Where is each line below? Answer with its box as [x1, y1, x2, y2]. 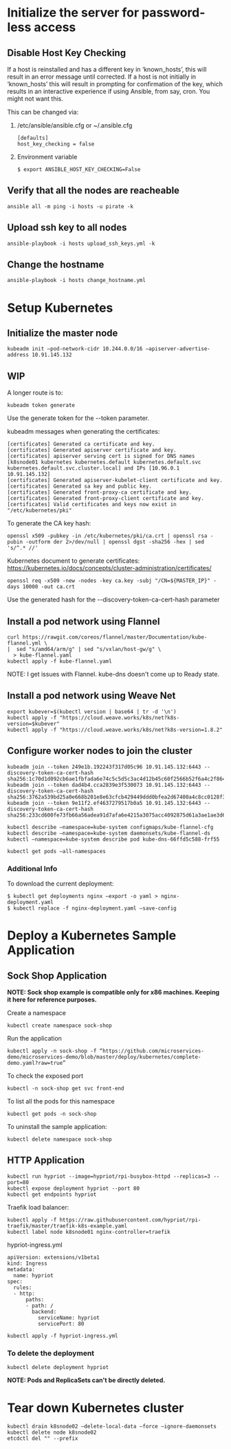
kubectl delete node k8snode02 [7, 1429, 97, 1436]
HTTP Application [7, 1155, 85, 1166]
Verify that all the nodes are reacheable [7, 185, 180, 197]
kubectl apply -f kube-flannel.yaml [7, 658, 112, 665]
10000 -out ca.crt [22, 583, 76, 590]
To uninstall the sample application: [7, 1122, 108, 1130]
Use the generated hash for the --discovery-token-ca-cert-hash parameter [7, 595, 220, 604]
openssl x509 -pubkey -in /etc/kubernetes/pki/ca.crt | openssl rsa [7, 532, 208, 539]
